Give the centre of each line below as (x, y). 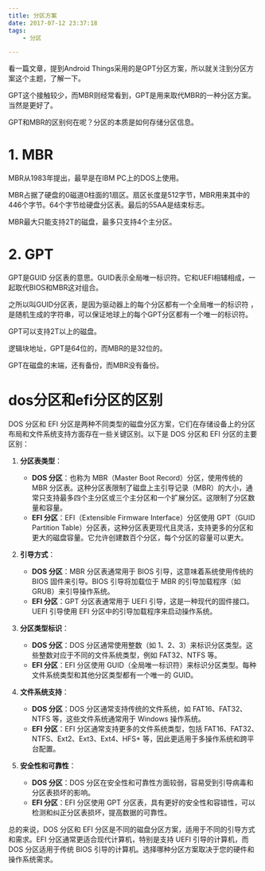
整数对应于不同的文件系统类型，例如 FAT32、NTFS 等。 (130, 655)
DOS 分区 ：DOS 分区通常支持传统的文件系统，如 (111, 709)
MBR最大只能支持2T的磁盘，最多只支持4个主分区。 (92, 222)
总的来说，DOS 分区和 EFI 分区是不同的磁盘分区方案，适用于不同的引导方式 (132, 830)
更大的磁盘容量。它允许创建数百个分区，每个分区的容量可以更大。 (140, 538)
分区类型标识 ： (44, 628)
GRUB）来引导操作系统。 (73, 591)
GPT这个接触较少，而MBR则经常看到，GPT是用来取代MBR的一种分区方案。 (132, 96)
